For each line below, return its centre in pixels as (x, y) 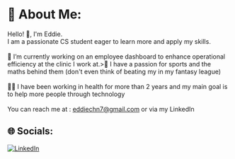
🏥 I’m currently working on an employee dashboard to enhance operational (116, 57)
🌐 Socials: (30, 131)
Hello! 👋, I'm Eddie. (35, 34)
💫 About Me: (45, 14)
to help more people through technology (66, 94)
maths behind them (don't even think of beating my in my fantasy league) (114, 71)
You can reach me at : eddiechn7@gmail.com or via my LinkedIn (101, 109)
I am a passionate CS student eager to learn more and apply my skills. (109, 41)
